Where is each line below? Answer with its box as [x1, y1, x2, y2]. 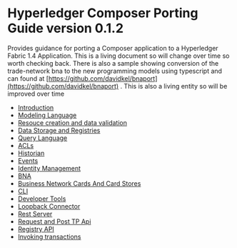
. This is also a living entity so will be [120, 81, 228, 90]
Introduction [17, 103, 54, 111]
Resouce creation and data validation [17, 118, 127, 127]
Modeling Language [17, 111, 77, 119]
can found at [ [7, 74, 49, 83]
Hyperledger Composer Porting [7, 5, 198, 21]
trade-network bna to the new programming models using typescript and [7, 66, 223, 75]
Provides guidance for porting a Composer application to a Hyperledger [7, 44, 219, 52]
